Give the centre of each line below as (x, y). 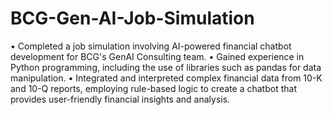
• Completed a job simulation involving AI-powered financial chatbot (151, 46)
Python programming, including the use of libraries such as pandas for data (166, 67)
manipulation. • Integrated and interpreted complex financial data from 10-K (166, 78)
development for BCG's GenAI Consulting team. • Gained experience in (157, 56)
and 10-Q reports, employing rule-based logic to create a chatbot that (153, 88)
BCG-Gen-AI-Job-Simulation (132, 18)
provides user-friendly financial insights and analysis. (120, 99)
